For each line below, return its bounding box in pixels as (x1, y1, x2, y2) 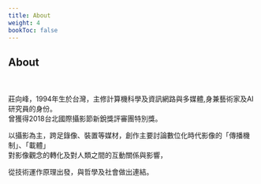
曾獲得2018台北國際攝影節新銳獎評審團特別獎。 (8, 114, 162, 123)
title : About (8, 11, 51, 20)
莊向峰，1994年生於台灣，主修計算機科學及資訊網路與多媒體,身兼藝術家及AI (8, 94, 254, 103)
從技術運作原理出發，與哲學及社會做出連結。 (8, 167, 154, 177)
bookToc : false (8, 26, 58, 34)
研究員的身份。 (8, 104, 57, 114)
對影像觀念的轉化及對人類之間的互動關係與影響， (8, 151, 167, 160)
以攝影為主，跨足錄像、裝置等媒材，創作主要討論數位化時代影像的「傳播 (8, 131, 243, 141)
